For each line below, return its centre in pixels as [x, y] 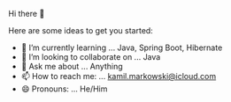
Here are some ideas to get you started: [81, 30]
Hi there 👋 [27, 14]
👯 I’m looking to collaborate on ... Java [91, 57]
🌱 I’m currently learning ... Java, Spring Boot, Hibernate [122, 47]
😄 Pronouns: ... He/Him [64, 89]
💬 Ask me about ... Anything [72, 66]
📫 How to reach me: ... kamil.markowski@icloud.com [119, 76]
